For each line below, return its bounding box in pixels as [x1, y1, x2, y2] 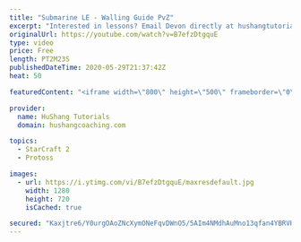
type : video [9, 38, 54, 48]
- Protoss [17, 153, 54, 162]
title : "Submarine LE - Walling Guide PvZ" [9, 13, 175, 22]
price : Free [9, 47, 54, 56]
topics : [9, 136, 39, 146]
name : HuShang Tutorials [17, 112, 110, 121]
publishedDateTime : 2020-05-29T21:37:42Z [9, 64, 167, 73]
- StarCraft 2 [17, 145, 70, 154]
